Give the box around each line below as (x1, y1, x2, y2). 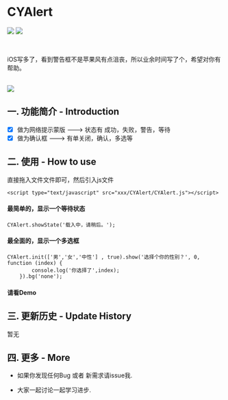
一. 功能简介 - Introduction (7, 106, 120, 117)
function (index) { (7, 260, 63, 267)
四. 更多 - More (7, 351, 71, 364)
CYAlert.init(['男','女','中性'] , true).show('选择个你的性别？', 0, (7, 254, 201, 261)
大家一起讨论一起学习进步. (16, 386, 91, 395)
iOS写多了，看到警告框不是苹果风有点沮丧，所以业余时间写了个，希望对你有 (7, 55, 221, 63)
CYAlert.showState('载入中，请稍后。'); (7, 221, 116, 228)
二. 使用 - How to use (7, 156, 97, 168)
